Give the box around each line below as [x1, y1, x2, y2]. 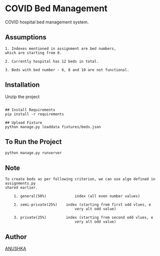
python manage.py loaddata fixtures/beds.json [5, 124, 101, 129]
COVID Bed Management [5, 3, 108, 14]
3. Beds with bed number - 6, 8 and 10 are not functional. [5, 67, 130, 72]
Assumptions [5, 33, 47, 41]
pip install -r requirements [5, 112, 64, 117]
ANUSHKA [5, 246, 27, 251]
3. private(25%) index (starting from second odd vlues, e [14, 215, 153, 220]
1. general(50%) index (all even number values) [14, 194, 140, 199]
